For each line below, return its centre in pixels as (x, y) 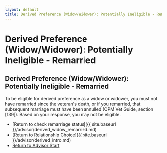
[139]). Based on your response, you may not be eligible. (63, 114)
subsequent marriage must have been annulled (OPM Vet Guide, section (79, 109)
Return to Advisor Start (36, 145)
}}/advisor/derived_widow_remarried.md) (54, 129)
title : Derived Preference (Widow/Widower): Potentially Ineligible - (80, 14)
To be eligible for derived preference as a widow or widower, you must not (81, 98)
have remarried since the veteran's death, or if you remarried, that (73, 104)
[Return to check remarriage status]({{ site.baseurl (64, 124)
